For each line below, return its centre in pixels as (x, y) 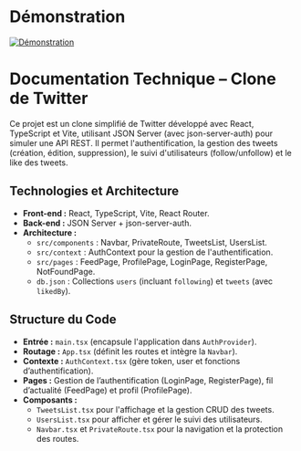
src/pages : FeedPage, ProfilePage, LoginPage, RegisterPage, (152, 261)
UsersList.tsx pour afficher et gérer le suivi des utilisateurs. (149, 419)
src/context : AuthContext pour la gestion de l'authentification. (155, 252)
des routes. (57, 438)
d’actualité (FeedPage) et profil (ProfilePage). (108, 390)
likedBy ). (53, 290)
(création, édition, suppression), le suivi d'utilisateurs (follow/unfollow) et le (150, 152)
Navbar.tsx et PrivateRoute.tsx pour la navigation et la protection (160, 429)
